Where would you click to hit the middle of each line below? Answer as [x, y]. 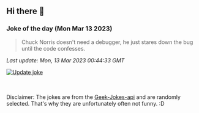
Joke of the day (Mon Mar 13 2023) [59, 29]
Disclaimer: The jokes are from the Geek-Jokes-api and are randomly [93, 97]
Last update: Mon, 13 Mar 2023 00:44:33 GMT [66, 60]
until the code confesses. [53, 48]
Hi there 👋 [25, 11]
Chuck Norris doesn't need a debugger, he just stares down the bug [107, 42]
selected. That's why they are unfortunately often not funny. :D [85, 103]
